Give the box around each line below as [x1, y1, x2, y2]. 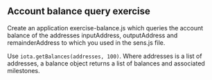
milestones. [7, 66, 40, 74]
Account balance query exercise [7, 6, 151, 17]
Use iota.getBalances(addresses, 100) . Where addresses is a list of [7, 52, 202, 60]
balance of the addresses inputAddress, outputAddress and [7, 31, 178, 39]
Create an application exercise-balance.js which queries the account [7, 23, 204, 32]
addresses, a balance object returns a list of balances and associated [7, 59, 206, 68]
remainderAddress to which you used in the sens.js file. [7, 38, 166, 47]
